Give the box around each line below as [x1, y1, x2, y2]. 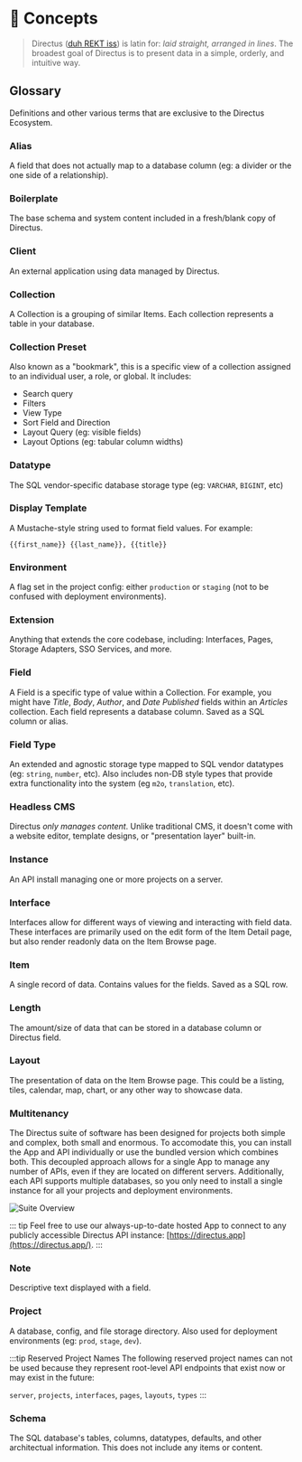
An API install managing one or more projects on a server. [9, 874, 224, 885]
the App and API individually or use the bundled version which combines [9, 1147, 279, 1157]
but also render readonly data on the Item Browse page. [9, 935, 217, 947]
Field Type [9, 738, 57, 751]
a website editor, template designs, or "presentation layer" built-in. [9, 830, 256, 841]
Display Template [9, 501, 87, 514]
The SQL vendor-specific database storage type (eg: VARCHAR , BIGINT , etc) [9, 479, 284, 491]
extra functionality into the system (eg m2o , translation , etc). [9, 778, 235, 789]
